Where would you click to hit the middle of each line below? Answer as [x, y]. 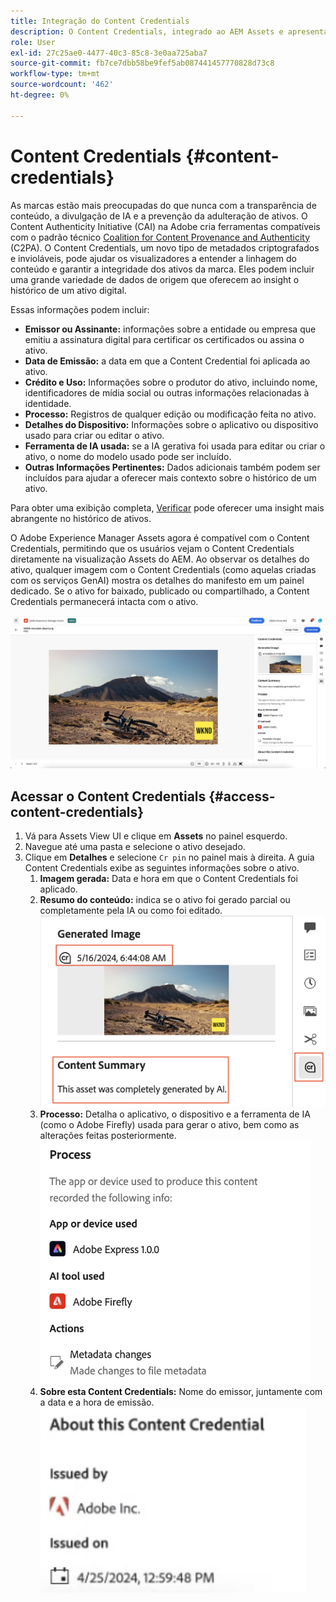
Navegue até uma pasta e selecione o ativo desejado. [135, 847]
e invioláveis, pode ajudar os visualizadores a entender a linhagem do [153, 258]
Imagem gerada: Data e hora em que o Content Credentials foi [168, 879]
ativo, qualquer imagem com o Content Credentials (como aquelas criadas [163, 569]
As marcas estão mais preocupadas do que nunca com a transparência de [163, 205]
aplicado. [58, 889]
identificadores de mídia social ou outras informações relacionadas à [167, 392]
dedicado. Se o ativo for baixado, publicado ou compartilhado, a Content [160, 591]
